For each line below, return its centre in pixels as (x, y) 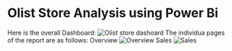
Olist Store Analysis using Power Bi (113, 13)
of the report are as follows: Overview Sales (90, 40)
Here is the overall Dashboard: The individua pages (116, 33)
